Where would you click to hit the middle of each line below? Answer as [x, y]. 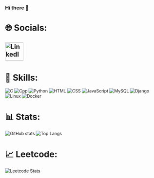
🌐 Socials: [26, 28]
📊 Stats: [23, 117]
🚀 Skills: [21, 78]
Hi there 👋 [17, 8]
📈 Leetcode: [31, 154]
